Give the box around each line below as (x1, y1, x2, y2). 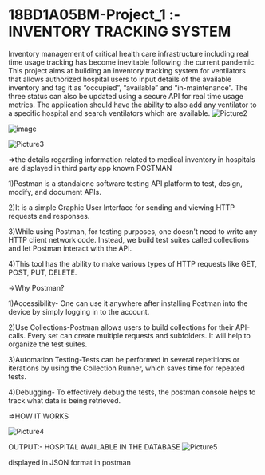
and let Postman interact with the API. (8, 243, 132, 253)
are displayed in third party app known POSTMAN (8, 163, 172, 172)
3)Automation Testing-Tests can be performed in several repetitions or (8, 354, 240, 364)
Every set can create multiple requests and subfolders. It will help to (27, 331, 251, 340)
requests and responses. (8, 211, 90, 220)
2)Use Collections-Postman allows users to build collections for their (8, 322, 234, 332)
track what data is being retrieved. (8, 395, 121, 405)
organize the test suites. (8, 339, 88, 349)
